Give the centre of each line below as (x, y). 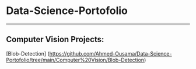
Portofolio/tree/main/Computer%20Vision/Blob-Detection (75, 60)
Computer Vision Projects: (55, 39)
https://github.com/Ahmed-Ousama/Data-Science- (111, 53)
